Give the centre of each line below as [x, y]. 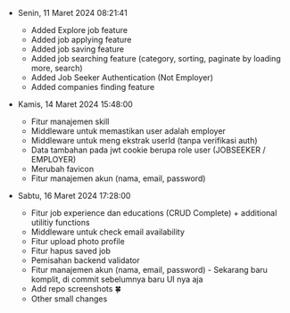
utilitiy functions [61, 222]
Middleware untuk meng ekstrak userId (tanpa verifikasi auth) [144, 140]
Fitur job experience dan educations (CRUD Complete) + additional [154, 213]
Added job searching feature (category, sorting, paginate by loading [156, 58]
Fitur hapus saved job [71, 251]
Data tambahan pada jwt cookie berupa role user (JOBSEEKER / [148, 150]
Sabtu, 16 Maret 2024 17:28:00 [74, 196]
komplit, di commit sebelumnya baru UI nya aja [117, 279]
